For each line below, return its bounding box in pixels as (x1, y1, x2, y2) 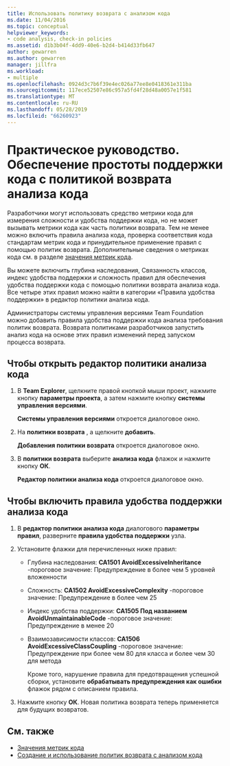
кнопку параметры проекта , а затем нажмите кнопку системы (16, 394, 205, 403)
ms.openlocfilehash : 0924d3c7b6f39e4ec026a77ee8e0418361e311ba (7, 81, 192, 87)
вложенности (27, 573, 67, 582)
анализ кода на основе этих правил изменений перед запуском (7, 330, 196, 339)
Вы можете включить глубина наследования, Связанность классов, (7, 266, 207, 274)
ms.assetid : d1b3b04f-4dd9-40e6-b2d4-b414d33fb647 (7, 42, 155, 49)
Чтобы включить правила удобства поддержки (7, 495, 222, 507)
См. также (7, 725, 55, 737)
